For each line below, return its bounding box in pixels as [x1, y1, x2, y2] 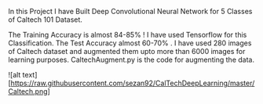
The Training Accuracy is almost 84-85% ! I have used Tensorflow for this [8, 30, 247, 39]
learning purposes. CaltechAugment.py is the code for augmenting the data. [8, 55, 255, 64]
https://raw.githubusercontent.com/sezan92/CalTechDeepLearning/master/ [10, 78, 255, 88]
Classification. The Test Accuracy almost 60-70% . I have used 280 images [8, 38, 252, 48]
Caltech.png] [8, 87, 51, 96]
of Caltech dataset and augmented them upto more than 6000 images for [8, 47, 246, 56]
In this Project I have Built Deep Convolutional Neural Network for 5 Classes [8, 7, 253, 16]
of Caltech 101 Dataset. [8, 15, 82, 24]
